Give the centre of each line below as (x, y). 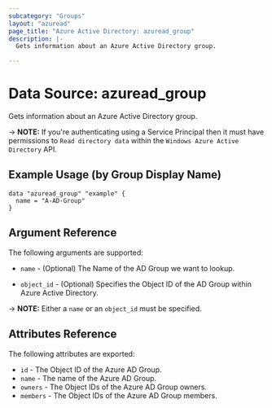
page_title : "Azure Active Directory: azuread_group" (102, 31)
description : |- (36, 39)
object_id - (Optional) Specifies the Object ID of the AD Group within (136, 284)
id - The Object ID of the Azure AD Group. (91, 369)
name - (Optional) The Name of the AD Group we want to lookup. (127, 268)
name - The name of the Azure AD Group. (88, 378)
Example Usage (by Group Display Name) (115, 175)
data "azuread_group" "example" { (67, 193)
